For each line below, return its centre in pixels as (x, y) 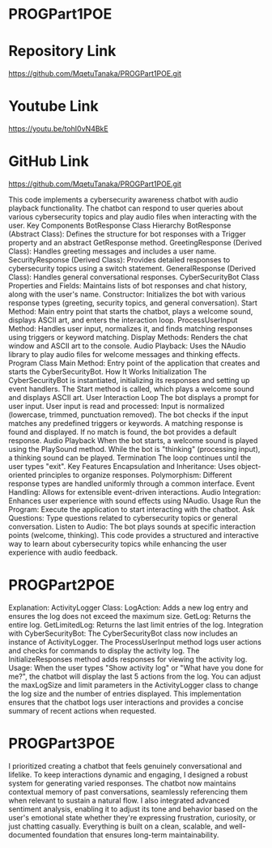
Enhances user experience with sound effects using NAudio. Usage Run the (135, 501)
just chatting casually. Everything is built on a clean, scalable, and (118, 826)
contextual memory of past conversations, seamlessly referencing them (128, 791)
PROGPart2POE (62, 585)
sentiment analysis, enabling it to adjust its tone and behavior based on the (133, 809)
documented (30, 834)
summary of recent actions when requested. (82, 710)
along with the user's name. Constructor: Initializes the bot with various (127, 294)
